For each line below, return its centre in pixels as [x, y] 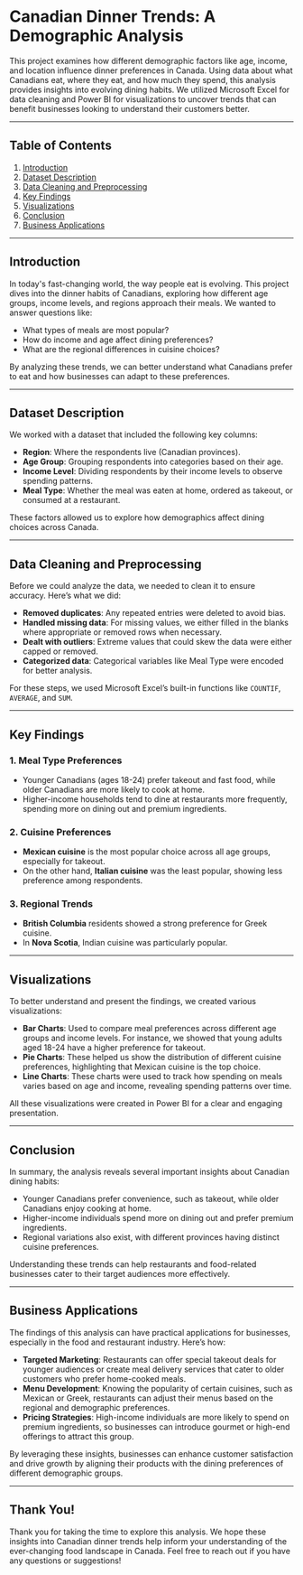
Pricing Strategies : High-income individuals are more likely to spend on [156, 1417]
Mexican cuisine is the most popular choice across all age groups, [146, 852]
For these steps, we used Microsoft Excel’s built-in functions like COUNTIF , [145, 688]
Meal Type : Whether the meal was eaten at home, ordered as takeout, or [157, 490]
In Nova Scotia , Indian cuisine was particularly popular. [125, 943]
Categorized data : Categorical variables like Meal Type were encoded [153, 661]
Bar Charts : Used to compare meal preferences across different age [149, 1029]
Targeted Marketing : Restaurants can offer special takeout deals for [149, 1359]
